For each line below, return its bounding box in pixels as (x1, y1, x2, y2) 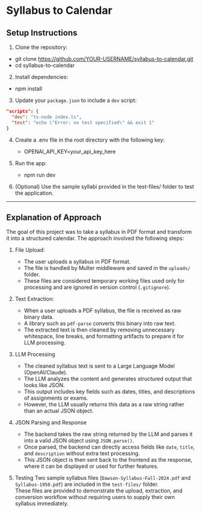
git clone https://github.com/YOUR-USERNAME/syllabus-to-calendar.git (14, 55, 194, 62)
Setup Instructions (6, 28, 78, 38)
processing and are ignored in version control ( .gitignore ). (23, 284, 171, 291)
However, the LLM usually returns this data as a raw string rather (23, 401, 185, 408)
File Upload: (14, 247, 45, 254)
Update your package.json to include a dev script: (14, 97, 137, 104)
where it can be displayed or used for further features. (23, 462, 159, 470)
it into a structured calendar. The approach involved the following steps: (6, 234, 185, 242)
